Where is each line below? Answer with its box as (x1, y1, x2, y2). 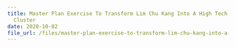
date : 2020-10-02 (7, 23, 58, 30)
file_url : (7, 29, 37, 37)
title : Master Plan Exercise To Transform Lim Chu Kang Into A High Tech (7, 10, 228, 17)
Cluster (13, 17, 37, 23)
